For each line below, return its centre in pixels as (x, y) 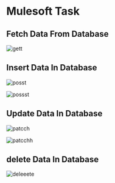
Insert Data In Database (52, 68)
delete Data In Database (53, 159)
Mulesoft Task (43, 11)
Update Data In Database (54, 114)
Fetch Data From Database (57, 34)
